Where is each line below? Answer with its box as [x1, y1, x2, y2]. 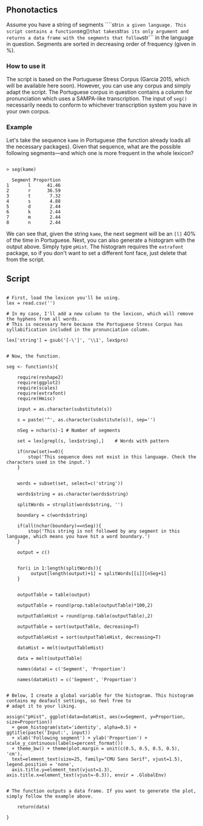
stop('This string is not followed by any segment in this [28, 528, 181, 535]
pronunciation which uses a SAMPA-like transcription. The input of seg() [6, 95, 188, 102]
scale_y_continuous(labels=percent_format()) [6, 741, 123, 747]
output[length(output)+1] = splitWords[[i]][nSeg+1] [30, 571, 167, 577]
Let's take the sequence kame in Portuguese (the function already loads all [6, 136, 191, 144]
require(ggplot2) [17, 380, 61, 386]
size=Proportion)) [6, 719, 53, 725]
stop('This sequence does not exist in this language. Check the [28, 454, 197, 460]
